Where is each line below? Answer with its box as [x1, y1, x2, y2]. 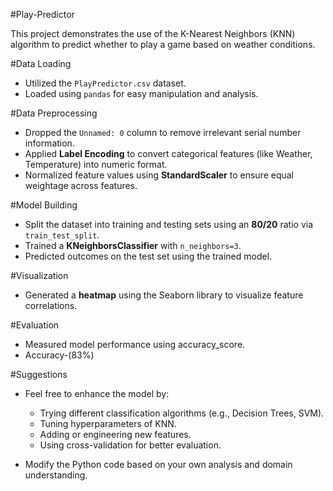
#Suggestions [10, 369, 68, 380]
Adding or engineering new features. [39, 429, 192, 440]
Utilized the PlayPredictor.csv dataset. [24, 77, 187, 89]
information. [24, 137, 75, 149]
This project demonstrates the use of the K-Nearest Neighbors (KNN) [10, 28, 296, 39]
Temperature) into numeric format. [24, 159, 168, 170]
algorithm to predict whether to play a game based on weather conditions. [10, 39, 316, 50]
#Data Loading [10, 58, 72, 69]
